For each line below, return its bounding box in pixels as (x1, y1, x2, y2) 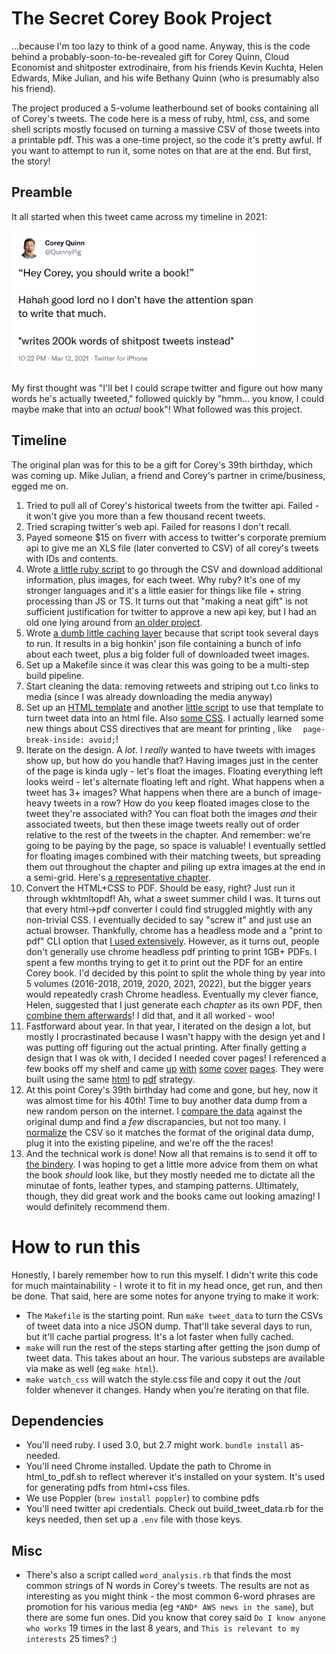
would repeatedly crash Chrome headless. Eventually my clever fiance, (25, 988, 319, 1000)
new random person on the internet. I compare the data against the (25, 1105, 303, 1117)
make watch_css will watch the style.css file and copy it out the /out (25, 1373, 301, 1385)
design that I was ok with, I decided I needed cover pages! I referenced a (25, 1052, 327, 1064)
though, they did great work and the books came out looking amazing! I (25, 1190, 321, 1202)
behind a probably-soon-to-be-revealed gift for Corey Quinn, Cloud (11, 50, 290, 62)
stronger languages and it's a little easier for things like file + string (25, 584, 302, 596)
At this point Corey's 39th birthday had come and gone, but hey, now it (25, 1083, 319, 1096)
